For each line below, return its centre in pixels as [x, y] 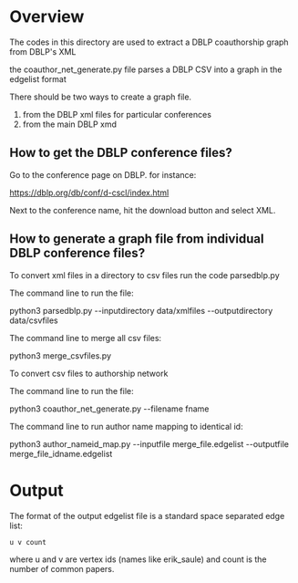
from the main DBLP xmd [69, 124]
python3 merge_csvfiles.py [61, 355]
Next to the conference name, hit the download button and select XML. [143, 210]
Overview [47, 17]
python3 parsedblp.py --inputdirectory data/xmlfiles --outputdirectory [141, 310]
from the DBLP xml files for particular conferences [117, 114]
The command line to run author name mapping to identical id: [126, 426]
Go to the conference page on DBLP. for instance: [103, 174]
